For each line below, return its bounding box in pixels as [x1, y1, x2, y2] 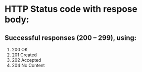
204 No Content [11, 63, 45, 68]
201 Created [11, 52, 37, 58]
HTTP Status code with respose [4, 3, 138, 15]
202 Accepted [11, 57, 42, 63]
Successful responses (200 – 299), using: [4, 34, 137, 42]
